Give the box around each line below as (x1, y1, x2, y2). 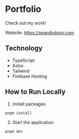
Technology (5, 44, 43, 53)
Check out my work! (5, 20, 46, 26)
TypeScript (12, 57, 35, 63)
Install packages (12, 101, 46, 107)
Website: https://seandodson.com (5, 29, 74, 35)
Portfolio (5, 3, 41, 15)
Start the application (12, 119, 54, 125)
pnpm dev (5, 129, 23, 134)
